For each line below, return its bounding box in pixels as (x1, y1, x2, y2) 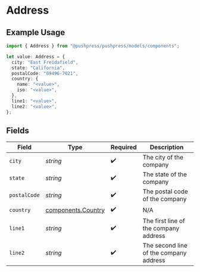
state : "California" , (11, 65, 65, 71)
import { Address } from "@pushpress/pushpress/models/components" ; (6, 43, 180, 49)
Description (149, 143, 184, 152)
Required (110, 143, 137, 152)
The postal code (142, 187, 189, 196)
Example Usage (6, 27, 65, 37)
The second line (142, 242, 187, 250)
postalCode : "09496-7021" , (11, 70, 79, 76)
